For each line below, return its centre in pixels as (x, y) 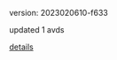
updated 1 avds (37, 30)
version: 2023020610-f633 (59, 13)
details (21, 47)
